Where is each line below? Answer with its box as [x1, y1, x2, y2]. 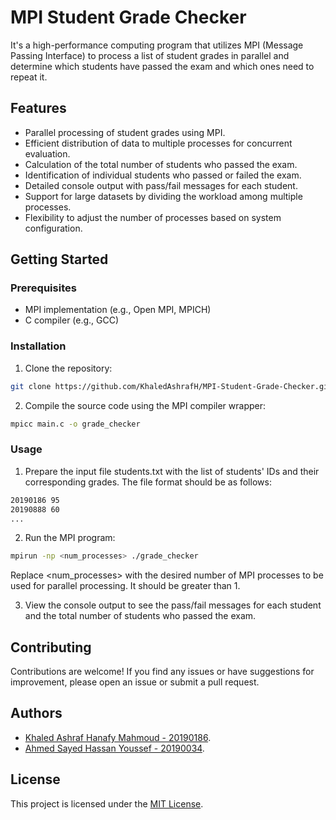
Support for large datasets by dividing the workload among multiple [24, 190, 303, 202]
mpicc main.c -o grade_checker [10, 419, 141, 429]
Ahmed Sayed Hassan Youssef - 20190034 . [24, 742, 205, 754]
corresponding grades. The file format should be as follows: [24, 476, 272, 488]
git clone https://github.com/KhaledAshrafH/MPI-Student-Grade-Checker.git [10, 381, 333, 391]
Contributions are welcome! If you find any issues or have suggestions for [10, 666, 315, 678]
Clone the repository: [24, 362, 113, 374]
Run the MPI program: [24, 532, 116, 544]
